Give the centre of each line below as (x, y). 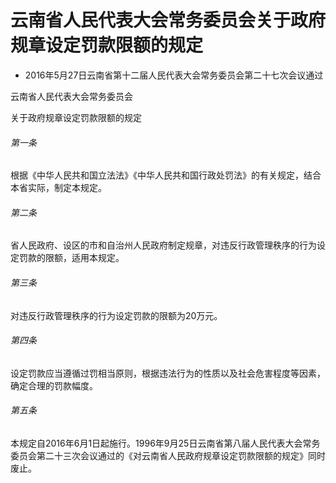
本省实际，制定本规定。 (58, 188)
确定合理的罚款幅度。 (54, 385)
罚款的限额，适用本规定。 (71, 258)
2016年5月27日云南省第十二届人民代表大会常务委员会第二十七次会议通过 (174, 75)
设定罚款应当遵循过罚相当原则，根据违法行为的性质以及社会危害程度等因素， (168, 373)
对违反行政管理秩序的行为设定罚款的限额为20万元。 (116, 315)
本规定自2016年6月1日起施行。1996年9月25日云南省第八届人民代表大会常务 (165, 443)
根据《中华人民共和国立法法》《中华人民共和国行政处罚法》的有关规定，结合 (166, 175)
